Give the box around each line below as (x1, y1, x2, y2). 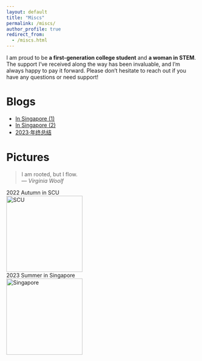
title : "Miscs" (6, 15, 45, 21)
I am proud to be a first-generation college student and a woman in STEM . (6, 54, 197, 61)
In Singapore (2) (15, 121, 56, 129)
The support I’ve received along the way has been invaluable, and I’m (6, 60, 181, 68)
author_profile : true (6, 26, 61, 32)
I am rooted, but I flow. (21, 170, 78, 177)
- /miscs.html (12, 37, 47, 43)
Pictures (6, 151, 50, 165)
